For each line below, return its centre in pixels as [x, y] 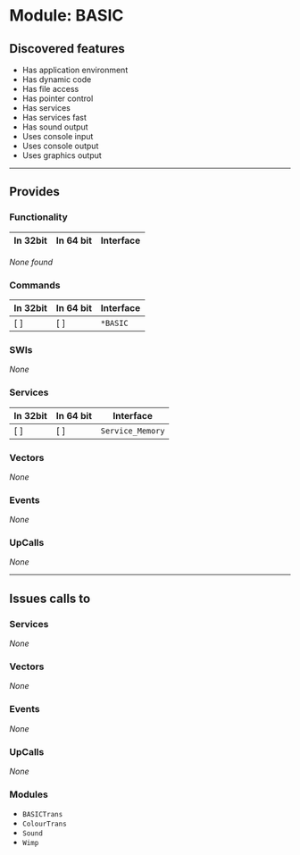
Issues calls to [50, 598]
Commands [35, 285]
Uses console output [60, 146]
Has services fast [54, 117]
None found [31, 262]
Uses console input [58, 136]
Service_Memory [133, 431]
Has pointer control [58, 98]
